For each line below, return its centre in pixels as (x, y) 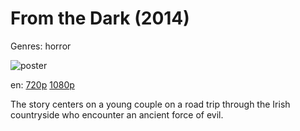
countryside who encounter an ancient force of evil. (117, 114)
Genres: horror (41, 46)
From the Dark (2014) (100, 18)
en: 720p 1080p (42, 84)
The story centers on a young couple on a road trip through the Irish (150, 104)
